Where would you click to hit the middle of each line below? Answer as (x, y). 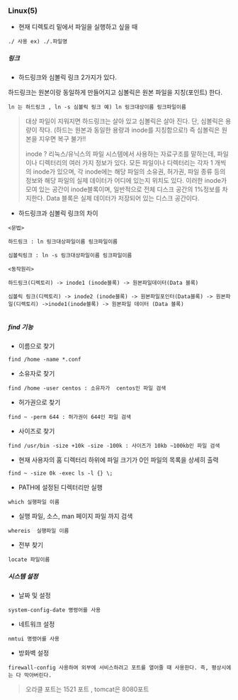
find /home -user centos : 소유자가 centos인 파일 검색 (87, 388)
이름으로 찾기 (36, 346)
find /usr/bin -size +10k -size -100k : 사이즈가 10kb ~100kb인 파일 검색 (114, 446)
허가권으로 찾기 (39, 402)
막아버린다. (38, 675)
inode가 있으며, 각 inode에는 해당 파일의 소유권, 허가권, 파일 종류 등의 (129, 171)
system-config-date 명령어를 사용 (55, 610)
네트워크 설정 (36, 624)
